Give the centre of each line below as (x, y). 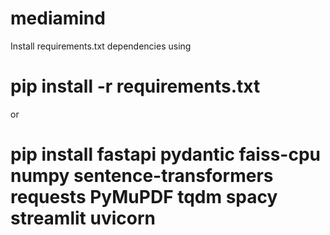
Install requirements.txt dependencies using (101, 46)
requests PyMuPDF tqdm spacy (144, 197)
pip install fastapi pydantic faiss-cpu (165, 154)
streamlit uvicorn (83, 218)
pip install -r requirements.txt (135, 86)
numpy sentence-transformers (142, 176)
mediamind (58, 18)
